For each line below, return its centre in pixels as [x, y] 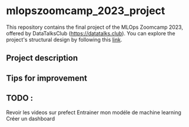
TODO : [20, 98]
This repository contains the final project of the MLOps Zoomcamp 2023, [95, 27]
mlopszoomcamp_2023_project [86, 11]
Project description [42, 58]
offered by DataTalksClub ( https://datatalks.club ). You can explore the [91, 33]
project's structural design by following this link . [64, 39]
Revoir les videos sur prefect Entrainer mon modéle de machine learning [94, 112]
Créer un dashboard [30, 118]
